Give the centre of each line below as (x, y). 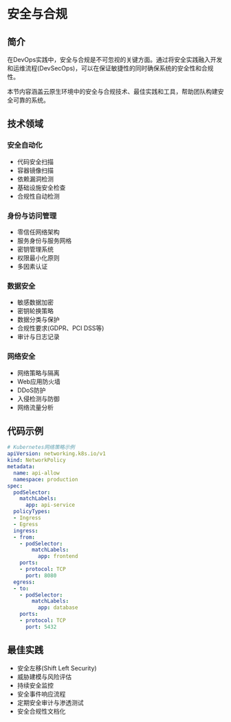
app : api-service (50, 505)
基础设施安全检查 (41, 188)
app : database (58, 608)
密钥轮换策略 (35, 311)
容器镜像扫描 (35, 170)
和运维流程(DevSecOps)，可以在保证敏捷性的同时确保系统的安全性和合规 (110, 68)
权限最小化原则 (38, 258)
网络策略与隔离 (38, 372)
